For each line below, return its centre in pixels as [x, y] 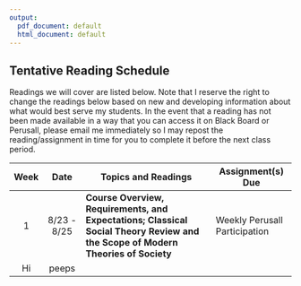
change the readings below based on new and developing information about [150, 102]
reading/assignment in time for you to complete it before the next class [140, 140]
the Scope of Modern [132, 243]
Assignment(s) [252, 171]
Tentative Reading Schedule [90, 70]
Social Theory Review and [142, 231]
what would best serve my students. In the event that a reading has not [140, 111]
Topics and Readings [146, 178]
